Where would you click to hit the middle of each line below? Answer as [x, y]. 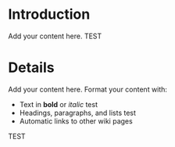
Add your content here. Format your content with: [88, 89]
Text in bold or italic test [58, 104]
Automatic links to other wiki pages [76, 121]
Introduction [49, 14]
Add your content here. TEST [55, 36]
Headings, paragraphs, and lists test [78, 113]
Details [31, 68]
